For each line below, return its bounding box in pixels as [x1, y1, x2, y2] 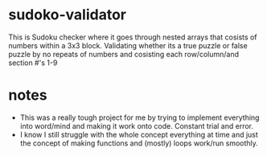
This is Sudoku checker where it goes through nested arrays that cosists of [8, 32, 257, 42]
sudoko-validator [8, 6, 127, 24]
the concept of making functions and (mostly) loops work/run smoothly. [19, 138, 259, 148]
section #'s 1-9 [8, 58, 58, 68]
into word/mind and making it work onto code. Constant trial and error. [19, 121, 254, 130]
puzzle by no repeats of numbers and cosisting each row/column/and [8, 49, 240, 59]
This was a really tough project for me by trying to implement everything [19, 113, 260, 122]
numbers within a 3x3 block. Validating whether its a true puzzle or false [8, 40, 248, 50]
